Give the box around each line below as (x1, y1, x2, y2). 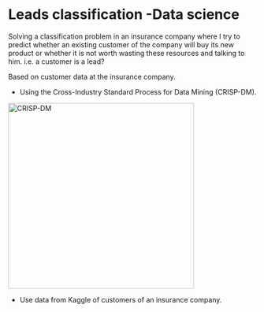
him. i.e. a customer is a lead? (8, 57, 105, 66)
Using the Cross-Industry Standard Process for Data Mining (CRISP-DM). (19, 87, 257, 96)
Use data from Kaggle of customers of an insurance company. (19, 295, 222, 304)
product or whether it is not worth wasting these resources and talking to (8, 48, 245, 58)
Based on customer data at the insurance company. (8, 72, 176, 81)
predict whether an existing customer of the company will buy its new (8, 39, 235, 49)
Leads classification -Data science (8, 6, 240, 24)
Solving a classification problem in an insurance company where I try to (8, 32, 240, 41)
